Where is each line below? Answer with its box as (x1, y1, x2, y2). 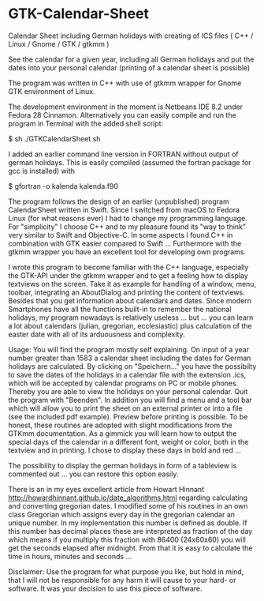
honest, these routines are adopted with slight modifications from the (8, 420, 232, 430)
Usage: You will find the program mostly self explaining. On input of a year (8, 344, 250, 354)
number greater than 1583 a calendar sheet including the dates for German (8, 353, 251, 362)
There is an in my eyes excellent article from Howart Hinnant (8, 484, 205, 494)
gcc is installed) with (8, 166, 76, 175)
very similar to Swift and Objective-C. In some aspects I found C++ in (8, 230, 233, 239)
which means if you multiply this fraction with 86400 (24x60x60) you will (8, 535, 246, 544)
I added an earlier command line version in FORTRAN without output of (8, 149, 239, 159)
